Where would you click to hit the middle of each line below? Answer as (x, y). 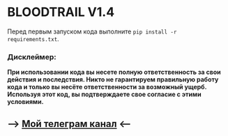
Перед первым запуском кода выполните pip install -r (92, 31)
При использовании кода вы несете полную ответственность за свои (114, 72)
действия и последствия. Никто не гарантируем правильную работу (113, 80)
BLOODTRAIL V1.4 (61, 12)
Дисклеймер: (32, 56)
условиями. (25, 102)
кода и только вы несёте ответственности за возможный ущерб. (107, 87)
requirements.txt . (33, 38)
